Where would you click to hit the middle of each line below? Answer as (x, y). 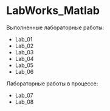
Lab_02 (24, 46)
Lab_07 (24, 95)
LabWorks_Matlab (53, 11)
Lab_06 (24, 71)
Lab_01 (24, 39)
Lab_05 (24, 65)
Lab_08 (24, 102)
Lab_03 (24, 52)
